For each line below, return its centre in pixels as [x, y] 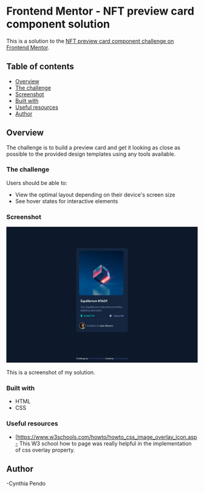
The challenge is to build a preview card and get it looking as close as [93, 147]
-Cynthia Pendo [26, 484]
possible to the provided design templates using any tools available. [91, 154]
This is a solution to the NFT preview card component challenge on [90, 41]
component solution [58, 24]
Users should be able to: [37, 183]
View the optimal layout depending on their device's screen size [95, 194]
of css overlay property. [45, 450]
